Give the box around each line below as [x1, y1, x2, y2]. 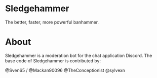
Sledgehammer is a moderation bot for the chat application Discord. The [5, 52, 152, 58]
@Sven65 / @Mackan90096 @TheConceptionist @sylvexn [5, 67, 125, 73]
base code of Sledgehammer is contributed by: [5, 57, 101, 64]
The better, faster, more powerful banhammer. [5, 19, 99, 25]
